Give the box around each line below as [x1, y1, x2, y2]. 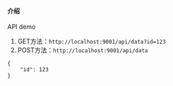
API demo [7, 23, 36, 31]
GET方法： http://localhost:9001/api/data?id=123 [17, 37, 166, 46]
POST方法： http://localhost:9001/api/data [17, 46, 148, 54]
